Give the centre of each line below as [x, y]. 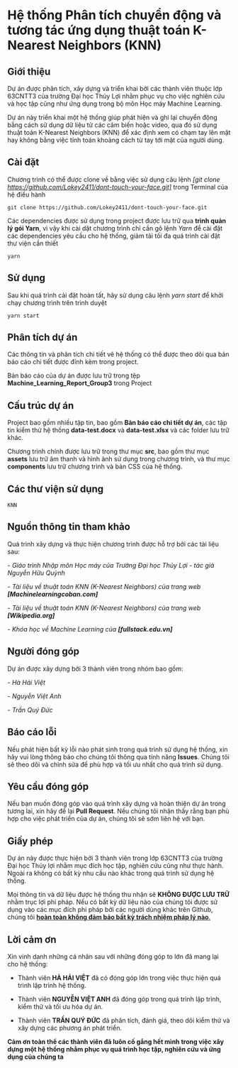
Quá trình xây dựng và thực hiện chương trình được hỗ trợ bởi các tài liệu [113, 544]
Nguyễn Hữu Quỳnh [36, 573]
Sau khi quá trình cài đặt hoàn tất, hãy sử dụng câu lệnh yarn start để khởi [115, 295]
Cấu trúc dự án [41, 406]
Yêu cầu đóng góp [48, 787]
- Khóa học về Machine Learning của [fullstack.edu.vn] [90, 629]
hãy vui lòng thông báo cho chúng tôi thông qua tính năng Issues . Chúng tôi [119, 756]
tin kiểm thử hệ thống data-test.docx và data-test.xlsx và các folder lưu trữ [118, 430]
